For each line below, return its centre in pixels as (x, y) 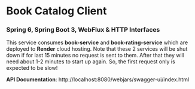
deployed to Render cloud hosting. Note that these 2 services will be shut (97, 49)
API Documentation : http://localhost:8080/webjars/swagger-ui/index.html (98, 79)
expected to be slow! (32, 68)
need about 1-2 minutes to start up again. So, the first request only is (91, 62)
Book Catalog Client (57, 11)
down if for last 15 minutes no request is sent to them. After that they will (95, 56)
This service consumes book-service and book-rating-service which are (97, 42)
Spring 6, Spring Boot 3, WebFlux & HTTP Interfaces (83, 30)
